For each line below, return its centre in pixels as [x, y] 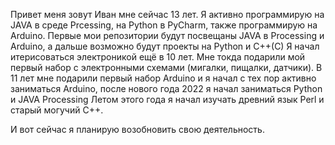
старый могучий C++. [57, 110]
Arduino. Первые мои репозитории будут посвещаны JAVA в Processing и [167, 35]
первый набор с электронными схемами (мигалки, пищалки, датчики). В [166, 67]
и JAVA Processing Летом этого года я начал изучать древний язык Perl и [167, 99]
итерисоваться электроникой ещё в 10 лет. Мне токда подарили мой [158, 57]
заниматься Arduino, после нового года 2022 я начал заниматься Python [166, 88]
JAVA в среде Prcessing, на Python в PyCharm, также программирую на [164, 25]
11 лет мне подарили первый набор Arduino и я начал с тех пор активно [163, 78]
